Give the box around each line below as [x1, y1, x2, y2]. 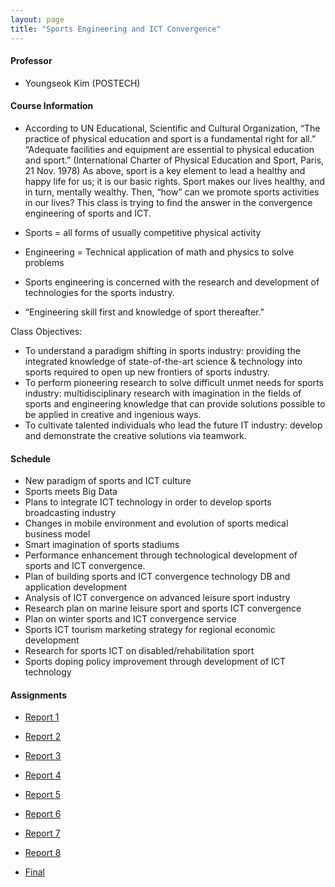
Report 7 [24, 827, 61, 840]
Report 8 [24, 847, 62, 859]
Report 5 [24, 789, 62, 801]
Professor [10, 55, 53, 67]
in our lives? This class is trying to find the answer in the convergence [24, 196, 313, 208]
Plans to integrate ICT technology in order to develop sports [24, 496, 272, 508]
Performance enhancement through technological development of [24, 549, 298, 561]
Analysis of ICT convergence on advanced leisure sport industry [24, 592, 291, 604]
